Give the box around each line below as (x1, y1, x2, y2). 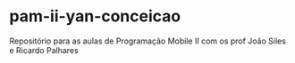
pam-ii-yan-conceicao (9, 6, 181, 27)
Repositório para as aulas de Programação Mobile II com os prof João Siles (9, 35, 286, 46)
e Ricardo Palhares (9, 44, 79, 55)
